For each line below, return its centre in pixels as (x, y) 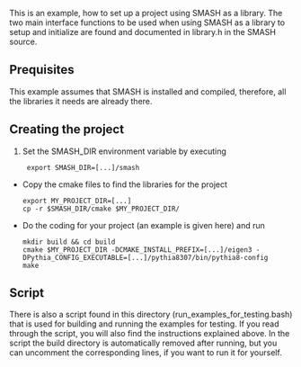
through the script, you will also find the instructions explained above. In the (150, 334)
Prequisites (42, 70)
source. (23, 41)
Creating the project (66, 130)
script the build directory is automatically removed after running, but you (143, 343)
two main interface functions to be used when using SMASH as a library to (147, 22)
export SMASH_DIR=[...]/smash (83, 167)
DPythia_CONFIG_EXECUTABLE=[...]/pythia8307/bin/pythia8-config (145, 257)
